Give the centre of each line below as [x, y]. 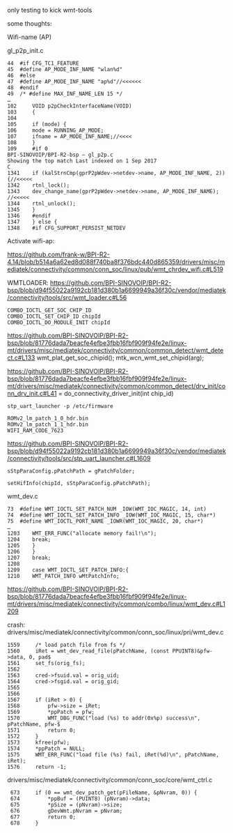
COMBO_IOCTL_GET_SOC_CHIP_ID [49, 310]
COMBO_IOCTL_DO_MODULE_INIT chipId [59, 323]
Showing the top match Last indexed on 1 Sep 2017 [82, 161]
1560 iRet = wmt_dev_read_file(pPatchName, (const [88, 651]
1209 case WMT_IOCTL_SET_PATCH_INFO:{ [68, 570]
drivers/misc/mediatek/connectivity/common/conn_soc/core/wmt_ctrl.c [110, 780]
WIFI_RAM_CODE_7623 [35, 431]
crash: [16, 625]
